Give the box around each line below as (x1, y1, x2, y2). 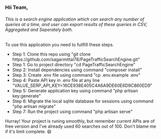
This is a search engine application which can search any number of (5, 16, 145, 22)
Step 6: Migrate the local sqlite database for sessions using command (12, 98, 154, 104)
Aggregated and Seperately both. (5, 27, 73, 32)
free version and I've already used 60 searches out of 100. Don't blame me (5, 123, 157, 129)
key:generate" (12, 93, 41, 99)
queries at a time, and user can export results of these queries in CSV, (5, 21, 147, 27)
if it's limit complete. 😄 (5, 129, 52, 135)
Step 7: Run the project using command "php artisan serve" (12, 109, 133, 114)
